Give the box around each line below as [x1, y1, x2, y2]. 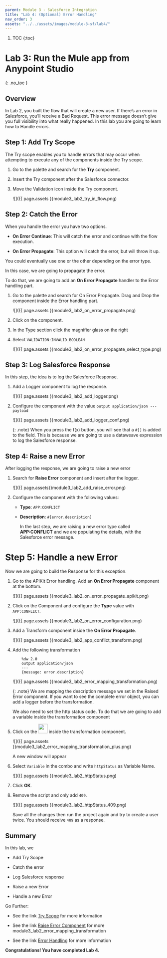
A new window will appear [12, 754, 67, 760]
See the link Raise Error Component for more [12, 922, 105, 928]
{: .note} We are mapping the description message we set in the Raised [12, 688, 159, 694]
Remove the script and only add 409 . [12, 792, 87, 798]
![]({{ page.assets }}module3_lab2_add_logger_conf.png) [12, 417, 130, 423]
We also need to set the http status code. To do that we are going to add [12, 708, 161, 714]
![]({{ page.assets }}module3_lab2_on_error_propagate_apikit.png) [12, 593, 149, 599]
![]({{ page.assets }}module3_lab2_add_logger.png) [12, 393, 119, 399]
